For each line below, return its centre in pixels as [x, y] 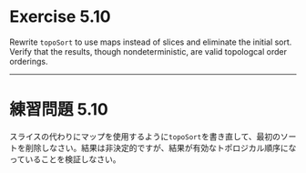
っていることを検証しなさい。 [65, 159]
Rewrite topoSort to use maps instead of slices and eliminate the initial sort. [151, 42]
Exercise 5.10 [60, 17]
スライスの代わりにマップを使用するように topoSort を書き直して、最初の [145, 136]
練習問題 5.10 [59, 110]
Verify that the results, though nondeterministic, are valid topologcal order [148, 51]
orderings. [29, 61]
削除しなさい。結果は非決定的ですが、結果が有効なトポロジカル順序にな [161, 148]
